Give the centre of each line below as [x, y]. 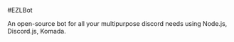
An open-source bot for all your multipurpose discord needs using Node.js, [117, 23]
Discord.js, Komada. [37, 31]
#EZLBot [20, 10]
